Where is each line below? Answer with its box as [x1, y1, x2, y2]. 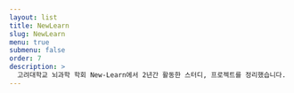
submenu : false [9, 46, 66, 55]
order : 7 [9, 54, 42, 63]
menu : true [9, 37, 50, 47]
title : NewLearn [9, 21, 69, 30]
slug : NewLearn [9, 29, 66, 38]
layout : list [9, 12, 58, 22]
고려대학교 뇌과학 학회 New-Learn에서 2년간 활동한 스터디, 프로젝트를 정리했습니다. [17, 71, 287, 80]
